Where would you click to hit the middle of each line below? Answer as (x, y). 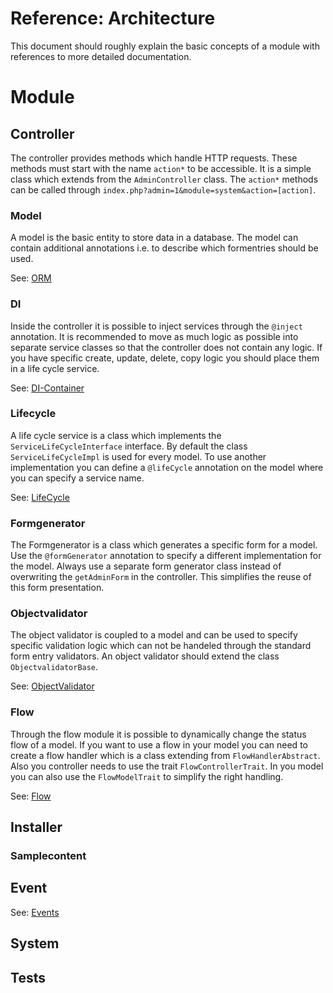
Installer (36, 827)
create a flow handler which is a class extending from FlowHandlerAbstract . (165, 755)
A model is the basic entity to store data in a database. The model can (154, 238)
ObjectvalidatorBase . (54, 667)
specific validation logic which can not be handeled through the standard (161, 646)
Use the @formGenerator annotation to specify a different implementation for (166, 556)
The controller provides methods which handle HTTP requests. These (154, 158)
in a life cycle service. (55, 368)
